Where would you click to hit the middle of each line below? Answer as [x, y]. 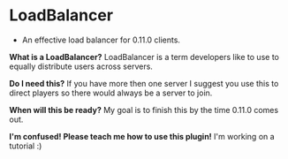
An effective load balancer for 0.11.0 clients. [101, 40]
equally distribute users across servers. [81, 66]
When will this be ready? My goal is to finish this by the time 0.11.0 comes [144, 110]
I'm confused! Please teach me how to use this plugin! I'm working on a [142, 136]
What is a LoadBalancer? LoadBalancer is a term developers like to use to [144, 57]
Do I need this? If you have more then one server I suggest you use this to [144, 83]
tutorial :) [26, 146]
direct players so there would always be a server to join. [111, 93]
